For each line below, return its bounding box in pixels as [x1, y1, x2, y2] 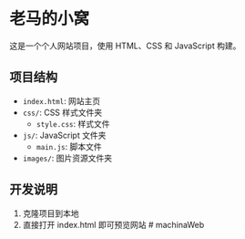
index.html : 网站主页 [22, 95, 101, 106]
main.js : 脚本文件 [36, 140, 102, 151]
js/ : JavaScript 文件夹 [22, 130, 107, 140]
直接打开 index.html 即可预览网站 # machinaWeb [22, 219, 205, 230]
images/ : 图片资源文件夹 [22, 152, 112, 163]
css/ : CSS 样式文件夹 [22, 107, 103, 118]
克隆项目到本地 [22, 207, 79, 219]
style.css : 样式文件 [36, 118, 111, 129]
